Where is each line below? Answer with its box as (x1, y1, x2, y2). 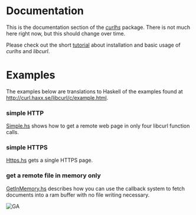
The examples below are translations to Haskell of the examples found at (6, 87, 183, 95)
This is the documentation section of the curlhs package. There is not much (6, 24, 191, 31)
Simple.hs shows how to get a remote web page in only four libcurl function (6, 122, 190, 129)
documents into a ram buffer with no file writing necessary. (6, 191, 150, 198)
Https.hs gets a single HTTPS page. (6, 157, 93, 164)
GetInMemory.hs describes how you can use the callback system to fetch (6, 185, 185, 192)
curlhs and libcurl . (6, 47, 50, 54)
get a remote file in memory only (6, 171, 102, 180)
